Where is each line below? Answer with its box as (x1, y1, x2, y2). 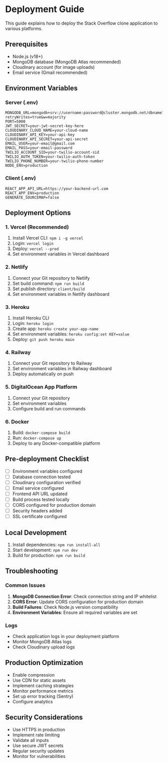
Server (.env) (5, 99, 38, 106)
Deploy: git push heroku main (12, 337, 75, 343)
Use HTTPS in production (12, 726, 65, 732)
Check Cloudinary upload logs (12, 644, 75, 650)
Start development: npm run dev (12, 547, 78, 553)
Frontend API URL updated (12, 491, 67, 497)
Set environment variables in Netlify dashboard (12, 291, 109, 297)
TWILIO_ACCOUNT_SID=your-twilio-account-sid (5, 150, 99, 155)
